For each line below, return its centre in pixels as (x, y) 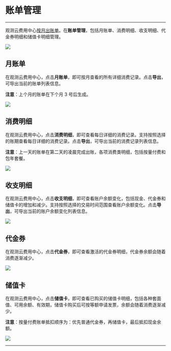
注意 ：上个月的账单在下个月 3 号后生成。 (48, 94)
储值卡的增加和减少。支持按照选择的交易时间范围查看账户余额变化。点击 (81, 205)
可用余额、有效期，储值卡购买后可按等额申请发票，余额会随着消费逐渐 (88, 305)
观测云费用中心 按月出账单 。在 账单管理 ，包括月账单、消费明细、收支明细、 (83, 30)
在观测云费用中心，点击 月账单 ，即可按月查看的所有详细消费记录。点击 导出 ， (85, 77)
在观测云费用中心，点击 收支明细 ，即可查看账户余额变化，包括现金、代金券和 (85, 199)
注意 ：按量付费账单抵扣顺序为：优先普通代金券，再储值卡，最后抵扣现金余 (83, 322)
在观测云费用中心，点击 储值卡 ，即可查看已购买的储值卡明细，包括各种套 (81, 298)
